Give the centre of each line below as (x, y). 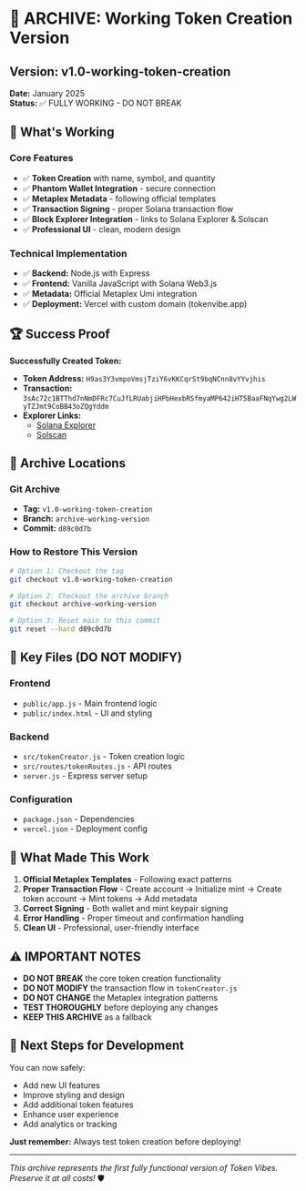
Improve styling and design (74, 1094)
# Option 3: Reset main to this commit (85, 621)
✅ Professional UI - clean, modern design (101, 229)
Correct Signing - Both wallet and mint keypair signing (125, 909)
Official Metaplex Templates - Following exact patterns (127, 880)
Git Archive (35, 489)
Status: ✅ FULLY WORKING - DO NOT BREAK (96, 103)
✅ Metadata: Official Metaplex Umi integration (110, 293)
